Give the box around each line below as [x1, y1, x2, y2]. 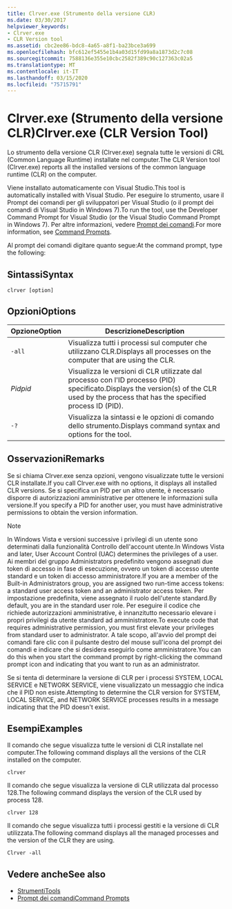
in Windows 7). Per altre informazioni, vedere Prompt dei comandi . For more [7, 221, 222, 229]
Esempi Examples [7, 723, 83, 735]
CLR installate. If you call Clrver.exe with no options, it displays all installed [7, 479, 217, 487]
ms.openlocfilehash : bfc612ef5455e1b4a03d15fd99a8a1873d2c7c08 [7, 49, 193, 56]
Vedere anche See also [7, 868, 106, 880]
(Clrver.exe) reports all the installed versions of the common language [7, 163, 206, 172]
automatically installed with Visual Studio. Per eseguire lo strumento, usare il [7, 191, 224, 199]
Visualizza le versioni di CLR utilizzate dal [68, 366, 202, 376]
